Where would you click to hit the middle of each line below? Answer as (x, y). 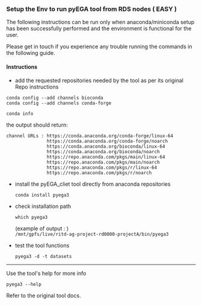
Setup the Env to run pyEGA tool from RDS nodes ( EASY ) (92, 9)
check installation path (43, 206)
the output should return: (37, 125)
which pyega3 (31, 217)
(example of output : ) (42, 228)
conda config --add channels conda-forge (59, 103)
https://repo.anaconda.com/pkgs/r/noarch (99, 173)
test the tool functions (42, 245)
